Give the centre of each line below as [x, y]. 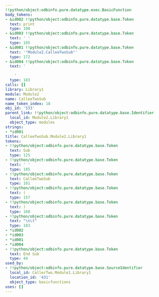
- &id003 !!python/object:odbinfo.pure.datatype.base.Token [70, 33]
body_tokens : [19, 15]
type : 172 [20, 57]
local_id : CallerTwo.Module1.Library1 [51, 273]
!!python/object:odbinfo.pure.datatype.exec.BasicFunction [68, 10]
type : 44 [19, 259]
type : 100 [20, 29]
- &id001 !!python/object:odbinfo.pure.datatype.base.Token [70, 47]
